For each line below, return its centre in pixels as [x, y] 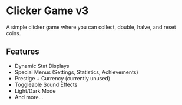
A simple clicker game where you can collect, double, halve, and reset [91, 27]
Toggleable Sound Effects [46, 84]
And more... [29, 97]
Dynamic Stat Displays [42, 66]
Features [23, 52]
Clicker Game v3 [47, 11]
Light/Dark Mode [35, 91]
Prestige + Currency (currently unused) [62, 78]
